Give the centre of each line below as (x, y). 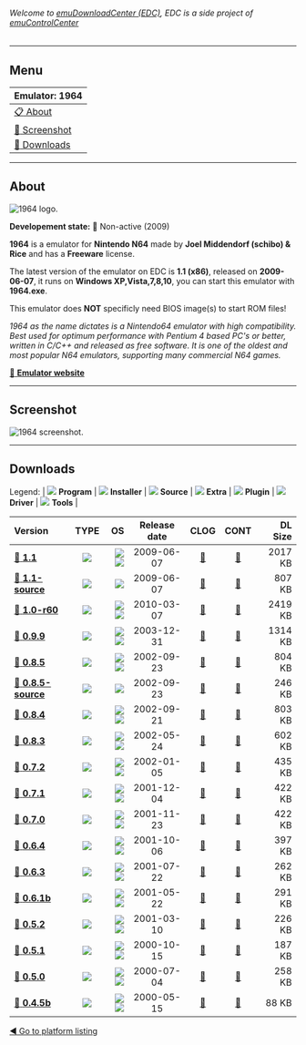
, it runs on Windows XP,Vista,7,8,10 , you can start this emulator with (164, 281)
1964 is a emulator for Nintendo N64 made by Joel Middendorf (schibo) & (150, 244)
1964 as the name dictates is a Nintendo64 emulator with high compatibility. (153, 326)
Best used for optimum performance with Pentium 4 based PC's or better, (148, 335)
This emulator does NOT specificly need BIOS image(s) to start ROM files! (148, 308)
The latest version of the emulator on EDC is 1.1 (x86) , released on (133, 271)
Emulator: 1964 (48, 96)
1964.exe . (29, 291)
